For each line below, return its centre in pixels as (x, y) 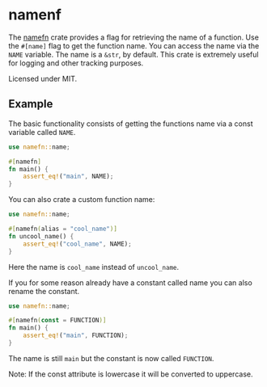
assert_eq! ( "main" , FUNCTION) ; (76, 336)
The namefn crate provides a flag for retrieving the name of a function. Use (133, 37)
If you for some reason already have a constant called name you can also (130, 282)
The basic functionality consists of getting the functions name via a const (131, 124)
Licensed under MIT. (43, 78)
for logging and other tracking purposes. (76, 63)
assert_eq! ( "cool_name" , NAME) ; (77, 244)
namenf (35, 15)
